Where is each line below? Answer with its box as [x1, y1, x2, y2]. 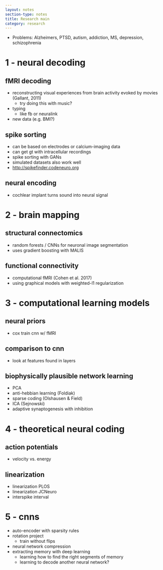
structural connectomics [5, 229, 83, 237]
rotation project [12, 533, 44, 539]
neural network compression [12, 543, 71, 549]
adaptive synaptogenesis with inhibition [12, 406, 93, 412]
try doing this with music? [19, 100, 73, 106]
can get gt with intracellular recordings [12, 149, 91, 155]
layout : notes [5, 7, 35, 12]
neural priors [5, 317, 46, 325]
